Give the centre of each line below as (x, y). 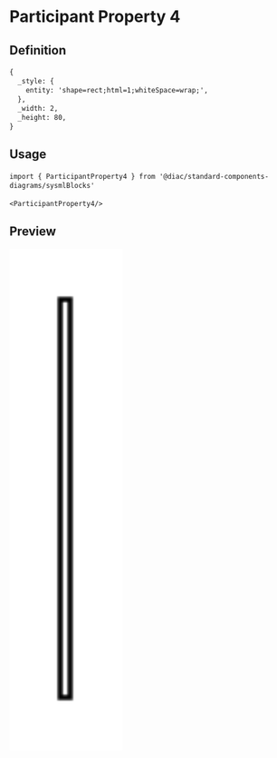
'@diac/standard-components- (214, 176)
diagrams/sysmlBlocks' (52, 185)
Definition (38, 50)
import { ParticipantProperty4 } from (82, 176)
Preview (33, 232)
